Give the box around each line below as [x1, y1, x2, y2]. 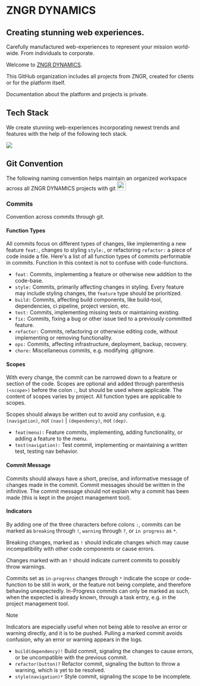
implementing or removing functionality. [14, 334, 113, 341]
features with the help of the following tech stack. [6, 130, 128, 137]
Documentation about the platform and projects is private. [6, 91, 148, 97]
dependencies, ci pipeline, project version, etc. [14, 302, 130, 310]
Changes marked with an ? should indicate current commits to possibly [6, 556, 180, 563]
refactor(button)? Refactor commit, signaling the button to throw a [14, 660, 180, 667]
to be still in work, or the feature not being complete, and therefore [27, 581, 192, 588]
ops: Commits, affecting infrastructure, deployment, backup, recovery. [14, 341, 188, 348]
